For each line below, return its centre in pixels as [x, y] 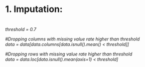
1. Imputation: [34, 9]
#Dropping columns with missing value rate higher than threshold [72, 39]
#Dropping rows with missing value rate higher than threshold [69, 54]
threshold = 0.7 [21, 29]
